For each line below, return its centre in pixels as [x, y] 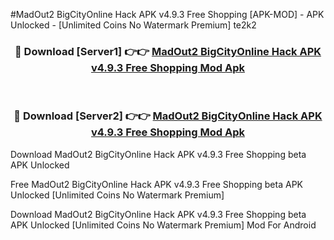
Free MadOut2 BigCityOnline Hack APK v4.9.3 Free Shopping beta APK [156, 184]
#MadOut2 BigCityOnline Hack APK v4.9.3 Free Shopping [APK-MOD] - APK [167, 14]
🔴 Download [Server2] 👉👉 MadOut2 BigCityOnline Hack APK [168, 116]
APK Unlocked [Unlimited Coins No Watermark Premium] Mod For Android [163, 225]
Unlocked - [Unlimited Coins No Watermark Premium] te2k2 [133, 25]
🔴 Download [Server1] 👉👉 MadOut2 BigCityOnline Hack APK [168, 51]
